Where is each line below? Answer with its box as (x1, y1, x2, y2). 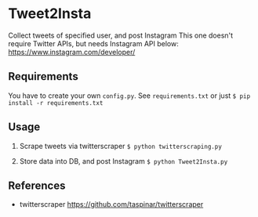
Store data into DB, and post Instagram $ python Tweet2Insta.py (19, 156, 228, 165)
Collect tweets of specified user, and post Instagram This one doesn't (8, 31, 234, 40)
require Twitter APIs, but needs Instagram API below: (8, 38, 179, 48)
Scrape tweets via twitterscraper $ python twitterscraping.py (19, 141, 222, 150)
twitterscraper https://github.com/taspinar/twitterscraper (19, 200, 204, 209)
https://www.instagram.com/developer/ (8, 47, 136, 56)
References (8, 179, 66, 192)
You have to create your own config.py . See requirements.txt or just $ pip (8, 91, 251, 100)
